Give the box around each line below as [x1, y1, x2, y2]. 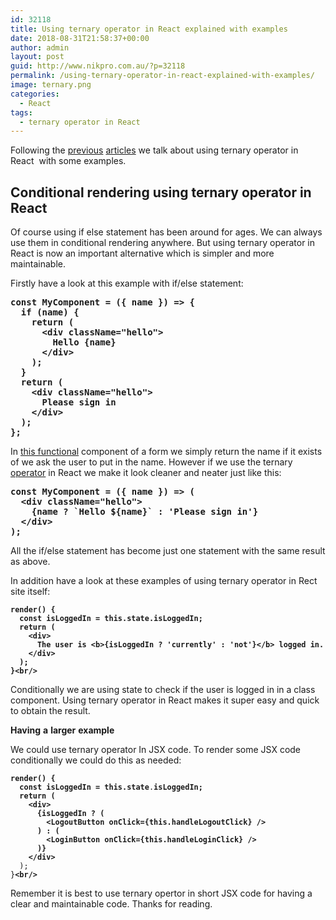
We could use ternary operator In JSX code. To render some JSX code [10, 744, 302, 756]
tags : [10, 107, 33, 118]
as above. [10, 556, 51, 568]
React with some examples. [10, 155, 127, 167]
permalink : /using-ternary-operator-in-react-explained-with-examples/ [10, 71, 315, 81]
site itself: [10, 586, 51, 598]
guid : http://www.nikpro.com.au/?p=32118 [10, 61, 186, 71]
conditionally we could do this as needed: [10, 754, 182, 766]
